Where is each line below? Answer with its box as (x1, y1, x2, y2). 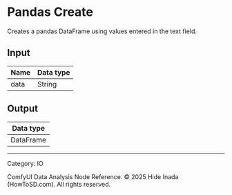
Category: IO (7, 159, 43, 167)
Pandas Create (7, 4, 93, 20)
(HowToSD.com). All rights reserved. (7, 180, 111, 188)
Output (7, 103, 38, 115)
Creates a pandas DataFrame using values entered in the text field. (7, 27, 197, 35)
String (37, 79, 57, 89)
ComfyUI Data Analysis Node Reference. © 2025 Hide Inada (7, 172, 179, 180)
